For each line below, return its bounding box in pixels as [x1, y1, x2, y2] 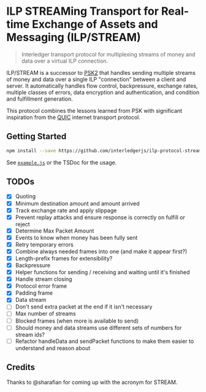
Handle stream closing [15, 275, 72, 283]
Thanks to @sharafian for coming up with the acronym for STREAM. [6, 379, 178, 386]
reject [15, 220, 31, 228]
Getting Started [6, 131, 67, 142]
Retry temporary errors [15, 240, 74, 248]
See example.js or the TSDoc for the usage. [6, 158, 117, 166]
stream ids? [15, 331, 45, 338]
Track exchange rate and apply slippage [15, 207, 117, 214]
